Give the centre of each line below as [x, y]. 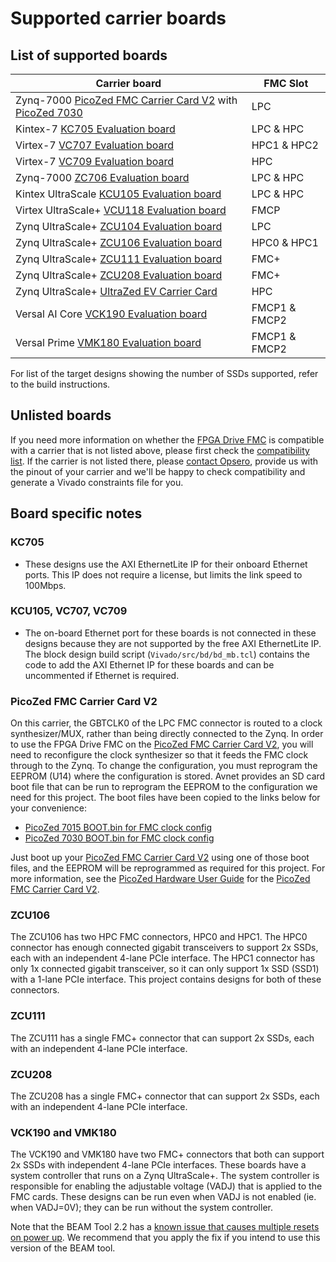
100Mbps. [45, 585]
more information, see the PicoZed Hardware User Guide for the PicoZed [160, 879]
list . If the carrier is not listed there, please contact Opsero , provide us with [164, 461]
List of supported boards [89, 55]
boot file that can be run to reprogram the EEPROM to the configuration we [164, 787]
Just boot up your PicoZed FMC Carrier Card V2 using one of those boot [160, 858]
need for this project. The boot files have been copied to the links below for [165, 798]
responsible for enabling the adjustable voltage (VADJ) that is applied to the [166, 1186]
